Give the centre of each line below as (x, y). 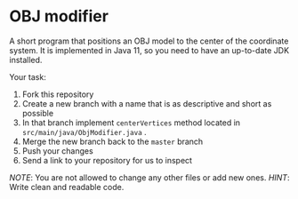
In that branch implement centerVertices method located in (131, 123)
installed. (26, 60)
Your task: (28, 76)
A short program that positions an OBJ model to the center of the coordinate (149, 41)
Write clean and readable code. (67, 187)
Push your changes (57, 151)
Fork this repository (58, 94)
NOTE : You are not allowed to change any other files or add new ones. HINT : (149, 177)
